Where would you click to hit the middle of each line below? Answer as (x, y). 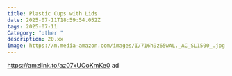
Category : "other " (35, 33)
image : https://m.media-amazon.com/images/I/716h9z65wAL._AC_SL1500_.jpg (116, 46)
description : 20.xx (35, 39)
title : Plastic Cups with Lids (52, 13)
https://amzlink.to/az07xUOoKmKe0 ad (63, 65)
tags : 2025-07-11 (32, 26)
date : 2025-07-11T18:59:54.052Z (54, 20)
